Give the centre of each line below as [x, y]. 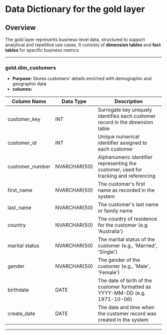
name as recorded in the [126, 190]
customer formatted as [125, 287]
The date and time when [126, 308]
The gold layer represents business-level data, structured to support [75, 39]
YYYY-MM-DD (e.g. [122, 293]
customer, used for [120, 169]
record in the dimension [125, 122]
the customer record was [127, 314]
